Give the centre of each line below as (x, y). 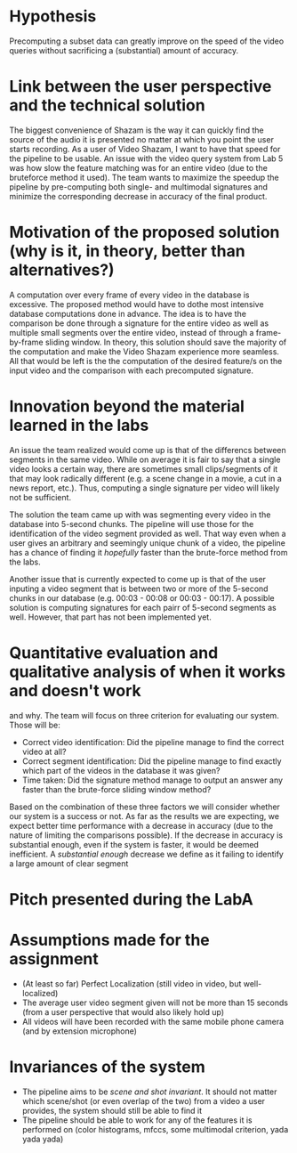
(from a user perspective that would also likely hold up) (123, 1011)
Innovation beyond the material (127, 406)
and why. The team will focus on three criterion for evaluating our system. (144, 715)
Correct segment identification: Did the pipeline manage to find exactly (152, 761)
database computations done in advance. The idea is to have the (128, 313)
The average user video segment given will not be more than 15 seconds (155, 1003)
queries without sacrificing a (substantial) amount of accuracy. (124, 50)
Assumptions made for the (110, 940)
